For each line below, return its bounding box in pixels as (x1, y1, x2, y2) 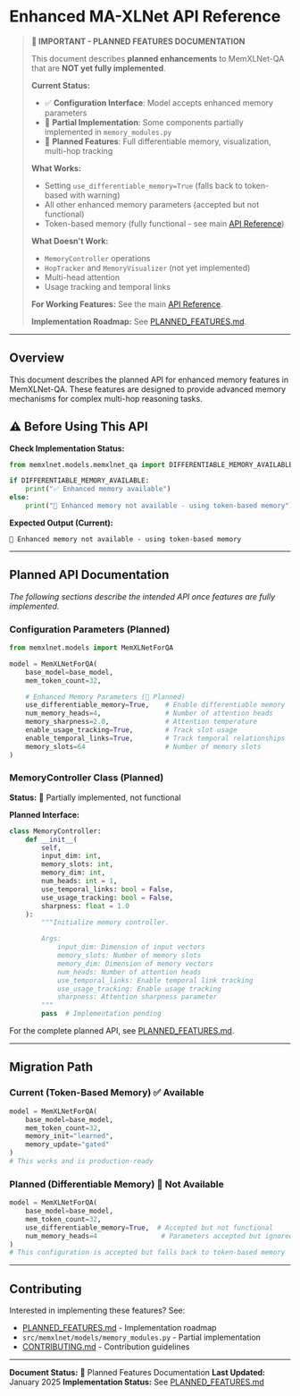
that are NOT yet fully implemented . (30, 63, 167, 73)
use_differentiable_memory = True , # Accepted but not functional (25, 1223, 274, 1232)
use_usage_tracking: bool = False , (41, 893, 174, 902)
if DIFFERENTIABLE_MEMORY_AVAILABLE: (9, 476, 150, 485)
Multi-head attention (44, 271, 121, 283)
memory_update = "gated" (25, 1140, 110, 1149)
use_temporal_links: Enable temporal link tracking (56, 975, 254, 985)
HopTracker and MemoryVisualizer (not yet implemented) (44, 262, 251, 273)
